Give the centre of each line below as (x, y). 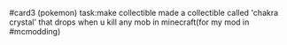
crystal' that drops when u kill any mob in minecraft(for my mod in (129, 22)
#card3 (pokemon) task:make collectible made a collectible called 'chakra (144, 13)
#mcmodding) (35, 31)
